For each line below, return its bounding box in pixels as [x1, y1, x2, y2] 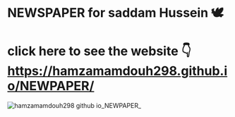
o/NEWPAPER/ [7, 78, 95, 94]
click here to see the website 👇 [7, 43, 192, 59]
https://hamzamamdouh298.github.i [7, 63, 228, 79]
